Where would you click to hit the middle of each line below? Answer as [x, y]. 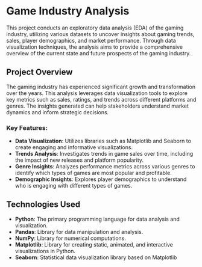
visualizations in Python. [45, 251]
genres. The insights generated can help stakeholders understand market [97, 106]
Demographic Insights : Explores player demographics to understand [101, 179]
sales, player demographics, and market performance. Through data [91, 40]
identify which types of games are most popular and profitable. [93, 173]
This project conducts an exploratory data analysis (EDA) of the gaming [95, 28]
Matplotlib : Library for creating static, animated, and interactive [94, 244]
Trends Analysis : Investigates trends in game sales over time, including [104, 154]
